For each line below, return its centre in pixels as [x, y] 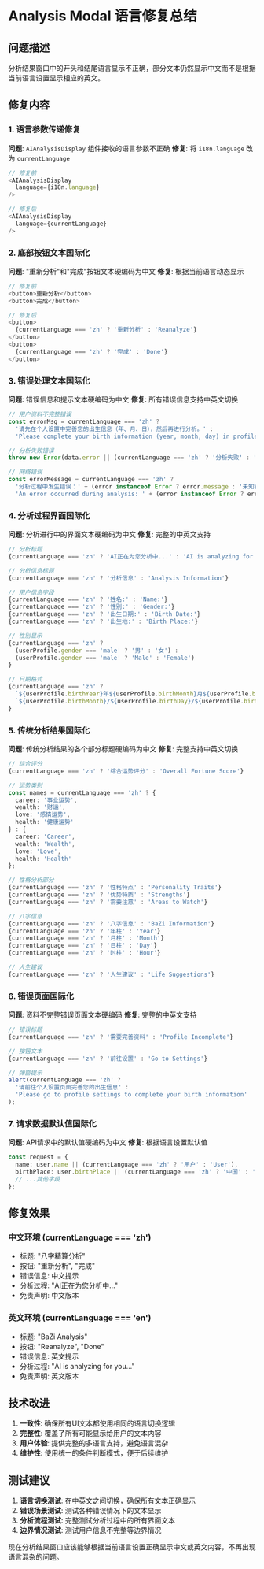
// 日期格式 [26, 679]
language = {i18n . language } [58, 187]
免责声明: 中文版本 [49, 1296]
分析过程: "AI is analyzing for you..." [77, 1366]
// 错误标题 [26, 1030]
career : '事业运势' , [46, 800]
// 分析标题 [26, 549]
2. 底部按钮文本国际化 [49, 253]
